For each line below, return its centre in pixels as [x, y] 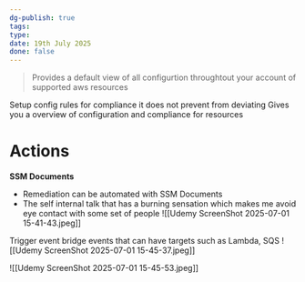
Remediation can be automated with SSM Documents [122, 194]
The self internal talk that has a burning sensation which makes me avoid [159, 204]
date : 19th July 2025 [51, 43]
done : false [32, 52]
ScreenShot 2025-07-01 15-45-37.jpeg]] [120, 250]
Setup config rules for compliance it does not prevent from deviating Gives [149, 105]
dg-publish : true [42, 18]
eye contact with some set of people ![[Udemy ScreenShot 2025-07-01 [156, 214]
